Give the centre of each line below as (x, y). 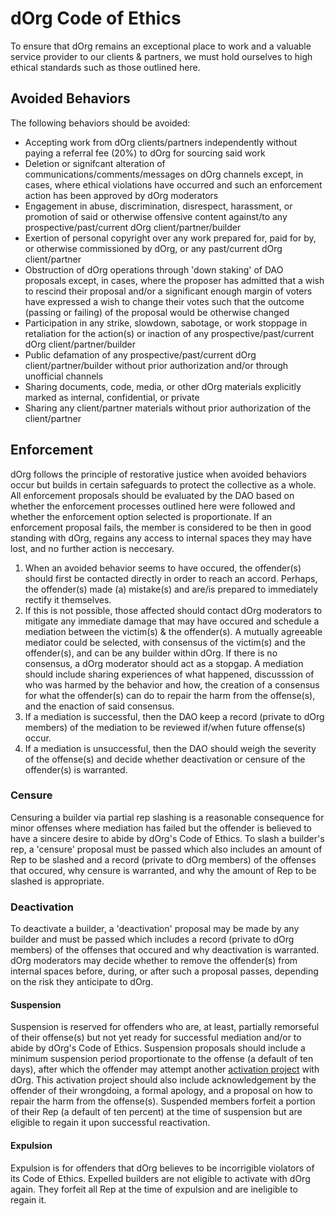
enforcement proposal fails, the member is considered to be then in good (161, 527)
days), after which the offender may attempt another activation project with (165, 1069)
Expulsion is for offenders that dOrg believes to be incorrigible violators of (162, 1168)
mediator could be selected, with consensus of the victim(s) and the (165, 642)
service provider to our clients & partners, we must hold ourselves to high (161, 56)
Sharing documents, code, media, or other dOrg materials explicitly (163, 386)
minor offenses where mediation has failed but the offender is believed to (161, 828)
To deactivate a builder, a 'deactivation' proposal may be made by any (155, 929)
